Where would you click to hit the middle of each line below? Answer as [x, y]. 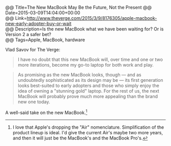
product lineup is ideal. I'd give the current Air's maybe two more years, [88, 132]
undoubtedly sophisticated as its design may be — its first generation [90, 80]
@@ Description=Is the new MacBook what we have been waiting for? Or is [84, 29]
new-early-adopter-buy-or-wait [38, 23]
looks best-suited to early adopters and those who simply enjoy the [88, 85]
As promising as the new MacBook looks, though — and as [79, 75]
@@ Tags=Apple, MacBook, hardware [45, 40]
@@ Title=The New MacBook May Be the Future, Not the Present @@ [78, 7]
